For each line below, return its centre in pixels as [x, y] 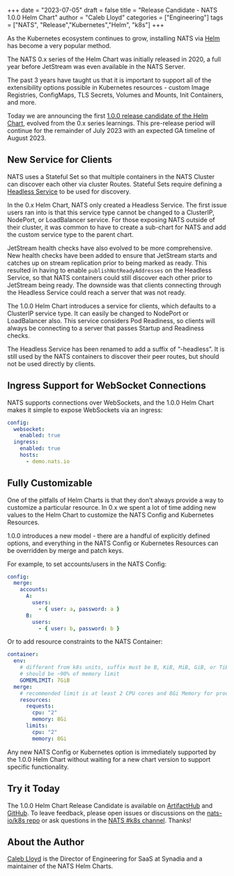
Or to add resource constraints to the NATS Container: [85, 642]
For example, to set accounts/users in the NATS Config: [87, 564]
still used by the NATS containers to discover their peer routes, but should [113, 356]
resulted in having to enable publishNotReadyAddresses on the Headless [110, 270]
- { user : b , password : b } [79, 628]
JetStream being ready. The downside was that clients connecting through [114, 285]
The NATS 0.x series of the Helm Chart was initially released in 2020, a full [114, 59]
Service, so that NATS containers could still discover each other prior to [110, 277]
